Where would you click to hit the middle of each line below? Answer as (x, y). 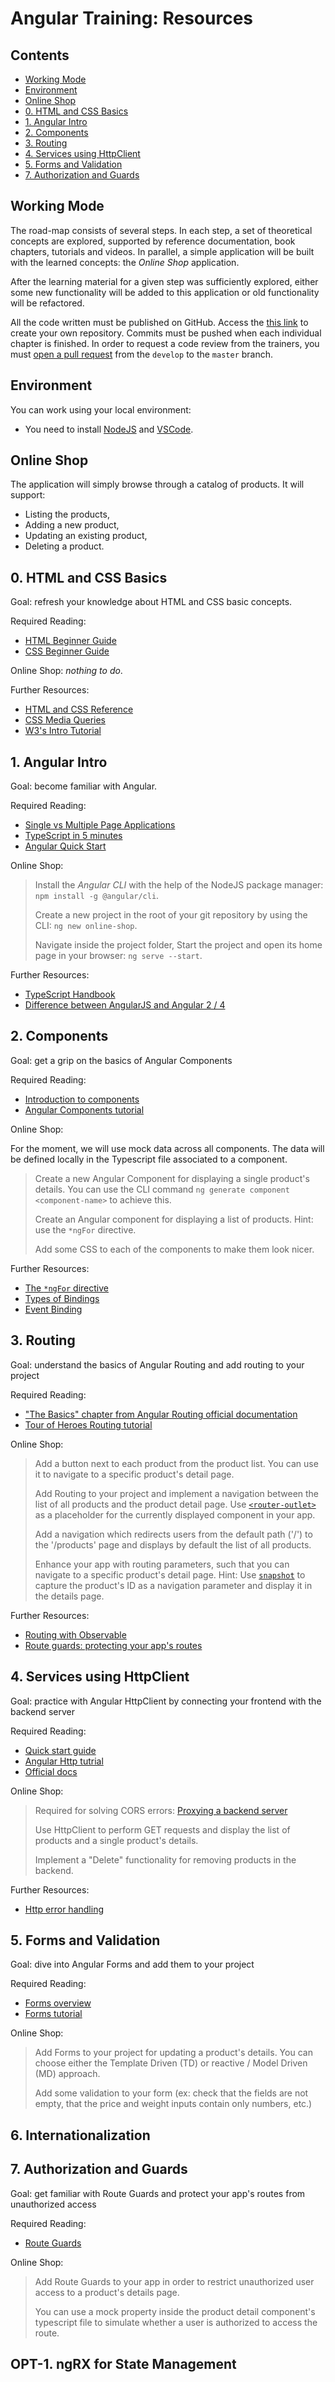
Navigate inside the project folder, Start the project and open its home (178, 945)
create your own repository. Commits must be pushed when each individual (166, 333)
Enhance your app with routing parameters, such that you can (162, 1564)
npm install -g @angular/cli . (97, 896)
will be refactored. (47, 303)
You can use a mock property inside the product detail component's (175, 2311)
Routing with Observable (75, 1634)
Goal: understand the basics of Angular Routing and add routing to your (157, 1364)
